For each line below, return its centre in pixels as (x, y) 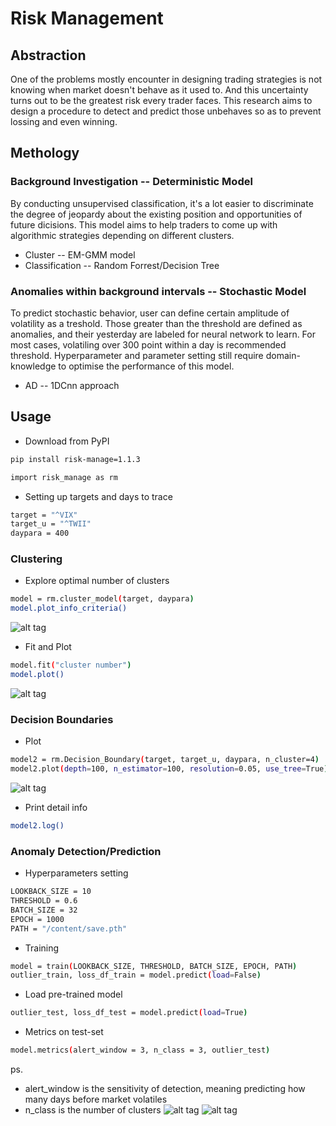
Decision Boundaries (62, 719)
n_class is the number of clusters (93, 1110)
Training (42, 948)
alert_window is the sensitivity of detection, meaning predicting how (165, 1089)
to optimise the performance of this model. (146, 366)
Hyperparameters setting (76, 873)
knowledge (33, 366)
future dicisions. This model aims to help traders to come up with (144, 224)
